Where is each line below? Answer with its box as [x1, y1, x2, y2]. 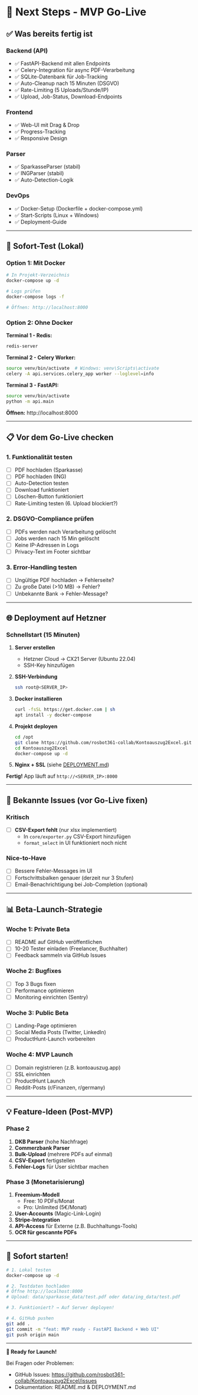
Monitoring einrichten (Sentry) [14, 993, 88, 1001]
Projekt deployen [14, 722, 58, 730]
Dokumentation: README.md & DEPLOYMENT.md [14, 1383, 136, 1390]
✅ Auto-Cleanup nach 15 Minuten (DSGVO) [14, 80, 120, 87]
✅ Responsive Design [14, 135, 68, 142]
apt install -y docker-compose [14, 712, 92, 718]
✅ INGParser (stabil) [14, 170, 64, 177]
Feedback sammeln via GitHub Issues [14, 952, 107, 959]
